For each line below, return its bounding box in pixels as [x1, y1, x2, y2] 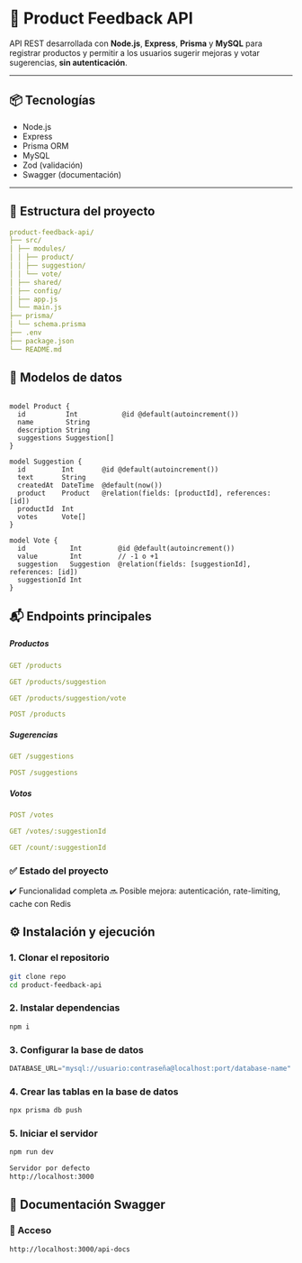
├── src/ [9, 236, 42, 245]
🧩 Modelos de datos [9, 370, 123, 386]
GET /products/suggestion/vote [9, 693, 127, 702]
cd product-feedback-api [9, 980, 102, 990]
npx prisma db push [9, 1106, 83, 1115]
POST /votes [9, 810, 54, 819]
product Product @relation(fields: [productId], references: [17, 489, 271, 498]
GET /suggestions [9, 752, 75, 761]
